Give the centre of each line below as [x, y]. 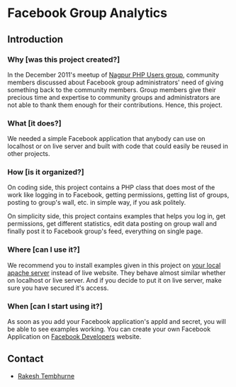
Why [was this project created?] [64, 60]
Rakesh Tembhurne [46, 376]
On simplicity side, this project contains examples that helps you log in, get [117, 216]
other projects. [29, 154]
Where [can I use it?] [44, 249]
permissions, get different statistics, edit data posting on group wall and [112, 224]
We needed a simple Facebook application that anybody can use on [106, 139]
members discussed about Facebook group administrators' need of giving [116, 82]
